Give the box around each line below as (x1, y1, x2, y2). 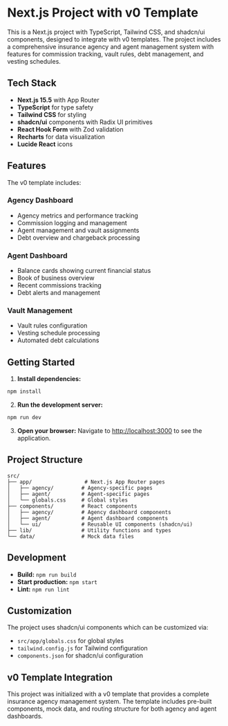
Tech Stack (7, 78, 57, 89)
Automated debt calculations (17, 336, 99, 344)
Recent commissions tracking (17, 281, 102, 290)
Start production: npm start (17, 577, 98, 586)
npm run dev (7, 414, 41, 421)
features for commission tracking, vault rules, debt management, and (7, 50, 204, 58)
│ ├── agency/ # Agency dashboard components (7, 508, 171, 515)
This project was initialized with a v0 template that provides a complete (7, 690, 209, 698)
